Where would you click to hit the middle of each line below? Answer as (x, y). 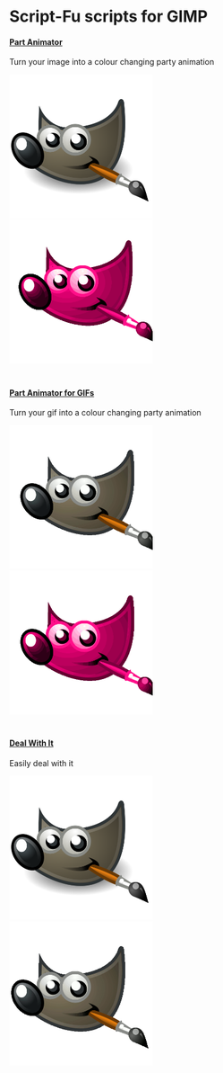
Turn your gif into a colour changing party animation (105, 413)
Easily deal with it (41, 763)
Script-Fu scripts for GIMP (109, 17)
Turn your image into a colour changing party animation (112, 62)
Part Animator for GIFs (52, 392)
